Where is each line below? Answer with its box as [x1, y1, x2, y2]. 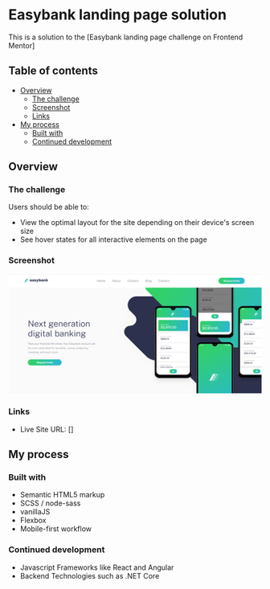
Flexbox [19, 516, 47, 526]
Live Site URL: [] [19, 424, 74, 434]
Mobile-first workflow [19, 524, 92, 534]
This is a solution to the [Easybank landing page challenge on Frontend [8, 32, 243, 42]
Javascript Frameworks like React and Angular [19, 562, 174, 572]
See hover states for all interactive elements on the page [19, 235, 207, 244]
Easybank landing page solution [8, 6, 227, 24]
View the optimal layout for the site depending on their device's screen [19, 218, 255, 227]
